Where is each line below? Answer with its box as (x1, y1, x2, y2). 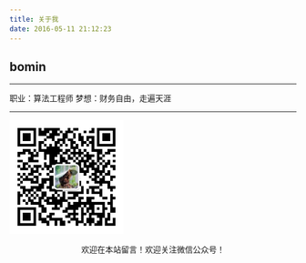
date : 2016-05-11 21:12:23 (9, 24, 112, 34)
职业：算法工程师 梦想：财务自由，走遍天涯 (9, 93, 171, 104)
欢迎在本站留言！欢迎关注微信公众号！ (81, 244, 225, 255)
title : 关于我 (9, 15, 59, 24)
